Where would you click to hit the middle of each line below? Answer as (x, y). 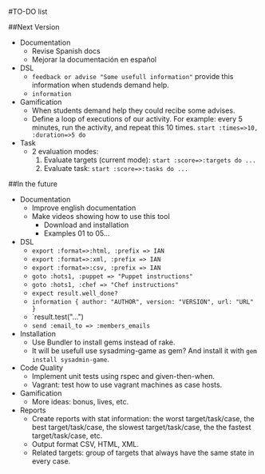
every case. (51, 461)
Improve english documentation (84, 208)
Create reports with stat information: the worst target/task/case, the (143, 418)
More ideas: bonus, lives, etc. (80, 402)
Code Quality (42, 368)
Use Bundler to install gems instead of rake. (103, 342)
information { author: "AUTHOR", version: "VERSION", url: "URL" (142, 302)
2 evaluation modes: (65, 151)
